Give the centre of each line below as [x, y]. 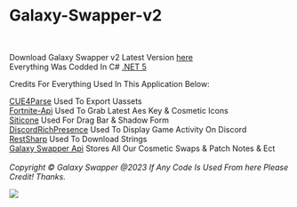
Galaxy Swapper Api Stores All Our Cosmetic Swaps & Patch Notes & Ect [142, 148]
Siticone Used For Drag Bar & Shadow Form [89, 120]
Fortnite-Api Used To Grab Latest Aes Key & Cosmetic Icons [119, 110]
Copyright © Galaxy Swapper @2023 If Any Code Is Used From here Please [149, 167]
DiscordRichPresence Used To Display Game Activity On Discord [128, 129]
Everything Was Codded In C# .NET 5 [78, 67]
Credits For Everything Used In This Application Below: [110, 84]
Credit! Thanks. [38, 176]
